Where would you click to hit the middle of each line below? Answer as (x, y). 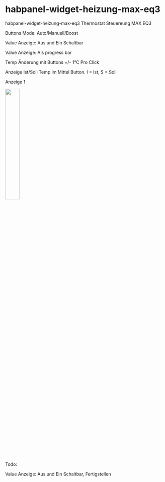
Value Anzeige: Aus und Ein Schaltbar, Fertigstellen (58, 474)
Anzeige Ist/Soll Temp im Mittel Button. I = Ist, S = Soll (61, 72)
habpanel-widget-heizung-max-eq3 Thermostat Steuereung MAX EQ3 (78, 23)
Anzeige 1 (15, 82)
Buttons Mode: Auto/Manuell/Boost (42, 33)
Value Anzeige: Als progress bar (38, 52)
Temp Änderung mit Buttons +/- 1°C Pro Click (52, 62)
